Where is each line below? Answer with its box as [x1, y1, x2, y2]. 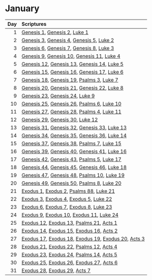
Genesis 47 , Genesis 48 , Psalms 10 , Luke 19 [21, 172, 125, 178]
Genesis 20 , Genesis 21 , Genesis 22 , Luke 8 [21, 84, 124, 91]
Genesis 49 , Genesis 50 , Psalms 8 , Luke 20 [21, 179, 122, 186]
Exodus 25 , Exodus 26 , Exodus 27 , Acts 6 [21, 259, 118, 266]
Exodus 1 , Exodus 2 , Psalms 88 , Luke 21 [21, 188, 115, 194]
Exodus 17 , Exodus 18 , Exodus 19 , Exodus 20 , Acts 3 [21, 235, 145, 242]
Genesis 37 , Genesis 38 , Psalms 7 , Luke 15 [21, 140, 122, 147]
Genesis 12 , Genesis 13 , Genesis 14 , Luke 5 [21, 61, 124, 67]
